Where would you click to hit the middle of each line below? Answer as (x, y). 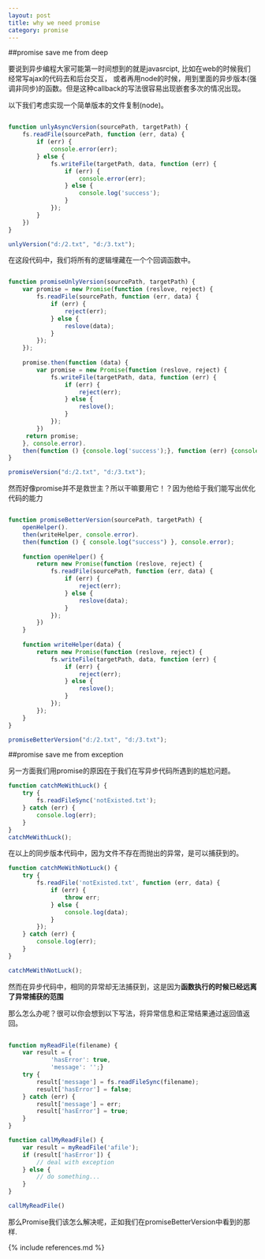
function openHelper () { (63, 557)
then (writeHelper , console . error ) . (81, 534)
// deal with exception (75, 1162)
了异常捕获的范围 (36, 996)
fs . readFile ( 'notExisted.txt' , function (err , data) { (129, 883)
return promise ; (52, 436)
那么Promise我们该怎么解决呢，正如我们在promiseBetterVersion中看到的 (126, 1222)
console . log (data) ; (96, 912)
